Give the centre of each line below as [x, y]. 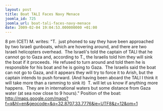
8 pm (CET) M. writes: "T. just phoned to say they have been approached [80, 41]
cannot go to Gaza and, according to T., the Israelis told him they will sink [79, 57]
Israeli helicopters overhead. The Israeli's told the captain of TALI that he [79, 52]
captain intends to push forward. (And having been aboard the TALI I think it [81, 78]
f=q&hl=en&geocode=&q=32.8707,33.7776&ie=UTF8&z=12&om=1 [71, 104]
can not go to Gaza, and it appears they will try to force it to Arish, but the [79, 73]
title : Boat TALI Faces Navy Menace [42, 14]
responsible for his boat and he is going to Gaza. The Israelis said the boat [81, 67]
